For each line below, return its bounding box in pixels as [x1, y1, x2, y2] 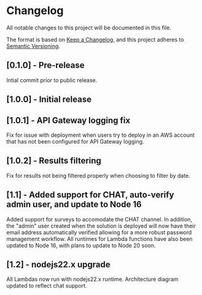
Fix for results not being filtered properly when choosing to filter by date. [6, 172, 190, 179]
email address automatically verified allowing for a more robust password [6, 228, 192, 236]
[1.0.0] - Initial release [6, 94, 92, 105]
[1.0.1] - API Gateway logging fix [6, 115, 131, 126]
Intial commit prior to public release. [6, 76, 98, 83]
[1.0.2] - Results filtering [6, 156, 101, 166]
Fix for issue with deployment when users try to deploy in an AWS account [6, 131, 195, 139]
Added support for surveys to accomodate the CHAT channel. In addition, [6, 215, 192, 223]
